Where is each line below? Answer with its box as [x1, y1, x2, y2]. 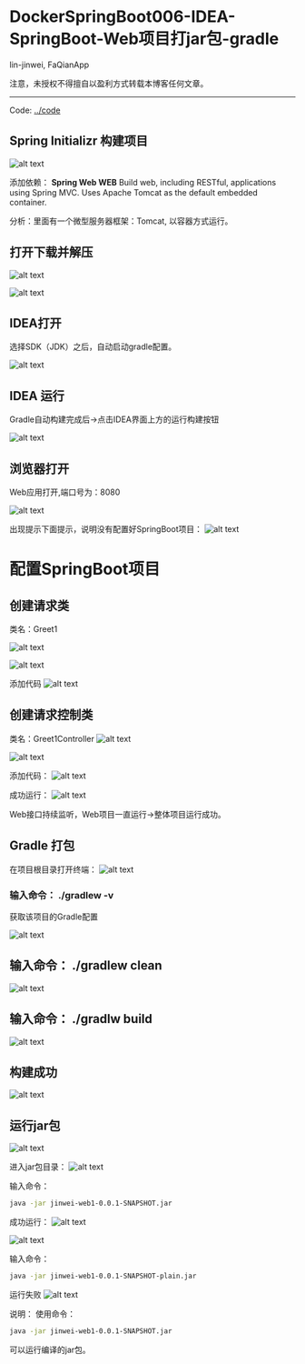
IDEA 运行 [9, 388, 65, 404]
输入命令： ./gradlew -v [9, 888, 114, 901]
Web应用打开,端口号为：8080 [9, 486, 121, 497]
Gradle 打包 [9, 838, 75, 854]
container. [9, 196, 47, 207]
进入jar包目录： [9, 1161, 67, 1172]
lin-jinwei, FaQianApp [9, 59, 90, 70]
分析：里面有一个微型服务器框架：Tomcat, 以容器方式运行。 [9, 216, 233, 226]
